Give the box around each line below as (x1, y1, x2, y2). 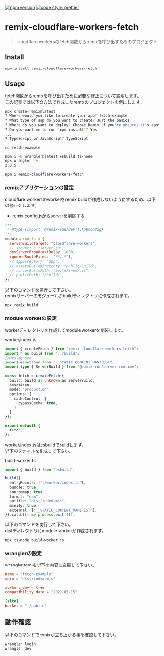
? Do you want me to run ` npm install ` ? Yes (5, 127, 97, 132)
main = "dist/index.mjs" (5, 576, 56, 582)
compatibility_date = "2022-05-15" (5, 590, 78, 595)
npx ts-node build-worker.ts (5, 538, 64, 543)
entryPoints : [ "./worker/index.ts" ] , (9, 480, 86, 485)
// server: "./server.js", (9, 245, 64, 250)
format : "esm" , (9, 494, 41, 499)
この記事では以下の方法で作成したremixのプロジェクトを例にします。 (5, 99, 144, 105)
